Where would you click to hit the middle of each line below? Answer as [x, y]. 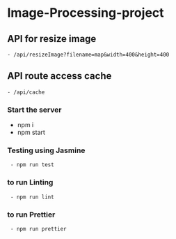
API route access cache [59, 76]
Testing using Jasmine [46, 150]
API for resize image [52, 39]
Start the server [34, 110]
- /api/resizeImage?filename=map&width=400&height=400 [88, 55]
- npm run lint [32, 197]
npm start [31, 132]
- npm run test [32, 165]
